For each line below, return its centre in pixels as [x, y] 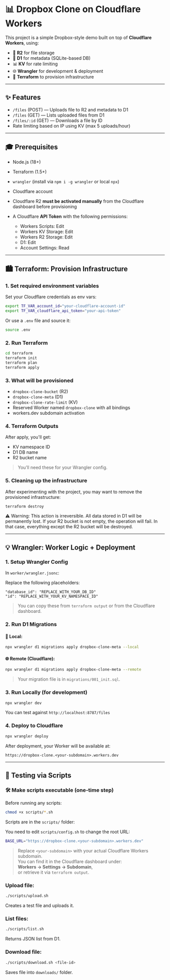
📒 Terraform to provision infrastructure [53, 76]
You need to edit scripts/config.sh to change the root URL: [68, 832]
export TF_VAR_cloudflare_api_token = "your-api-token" [63, 311]
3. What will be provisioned [39, 380]
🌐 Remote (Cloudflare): [30, 658]
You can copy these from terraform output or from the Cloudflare [86, 606]
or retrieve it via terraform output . [53, 872]
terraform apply [22, 367]
